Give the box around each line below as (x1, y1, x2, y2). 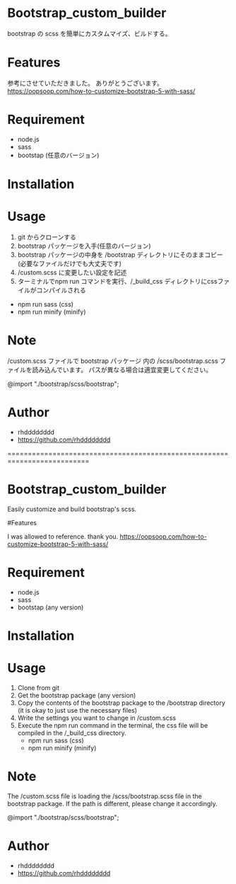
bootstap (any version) (17, 603, 84, 612)
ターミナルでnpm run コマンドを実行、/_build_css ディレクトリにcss (17, 277, 218, 285)
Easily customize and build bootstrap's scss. (7, 505, 136, 513)
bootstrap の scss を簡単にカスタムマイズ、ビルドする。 (7, 29, 172, 38)
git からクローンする (17, 232, 76, 241)
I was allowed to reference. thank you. (7, 532, 119, 541)
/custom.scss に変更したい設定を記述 (17, 268, 127, 277)
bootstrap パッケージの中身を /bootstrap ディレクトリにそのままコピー (17, 250, 224, 259)
